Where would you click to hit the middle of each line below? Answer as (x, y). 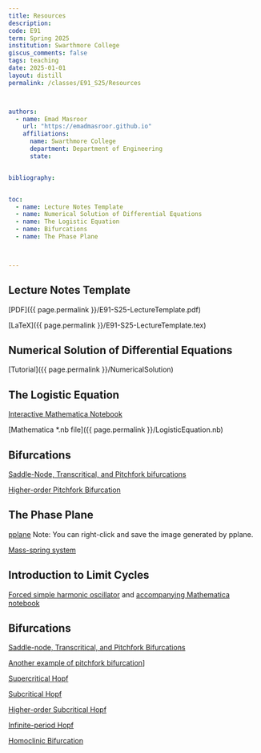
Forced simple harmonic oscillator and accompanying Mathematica (119, 594)
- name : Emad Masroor (52, 119)
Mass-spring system (42, 550)
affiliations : (46, 134)
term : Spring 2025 (39, 38)
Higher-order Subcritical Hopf (57, 710)
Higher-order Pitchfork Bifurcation (65, 490)
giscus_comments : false (48, 53)
